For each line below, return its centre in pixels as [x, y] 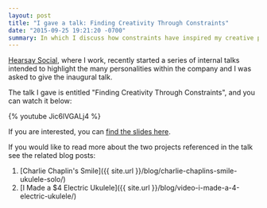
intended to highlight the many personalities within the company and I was [130, 69]
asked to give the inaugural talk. [60, 77]
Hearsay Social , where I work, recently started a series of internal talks [124, 60]
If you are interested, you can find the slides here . [89, 132]
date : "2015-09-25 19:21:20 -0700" [67, 30]
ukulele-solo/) [43, 179]
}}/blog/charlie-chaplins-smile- [186, 171]
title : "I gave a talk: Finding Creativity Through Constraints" [118, 23]
